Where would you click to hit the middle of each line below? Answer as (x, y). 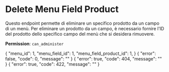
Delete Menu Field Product (62, 9)
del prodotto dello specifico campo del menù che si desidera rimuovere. (80, 34)
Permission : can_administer (35, 43)
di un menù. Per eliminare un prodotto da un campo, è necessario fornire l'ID (85, 28)
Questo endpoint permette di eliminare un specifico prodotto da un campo (82, 23)
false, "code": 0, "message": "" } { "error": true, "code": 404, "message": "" (84, 58)
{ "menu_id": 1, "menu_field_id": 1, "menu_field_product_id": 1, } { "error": (81, 53)
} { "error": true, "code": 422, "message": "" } (52, 64)
